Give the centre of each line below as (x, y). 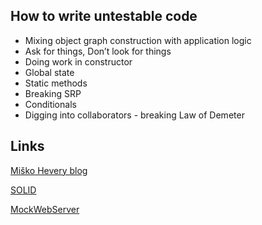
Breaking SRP (53, 93)
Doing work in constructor (78, 61)
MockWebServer (45, 209)
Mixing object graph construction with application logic (138, 40)
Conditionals (50, 104)
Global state (49, 72)
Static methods (56, 83)
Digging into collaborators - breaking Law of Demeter (134, 115)
